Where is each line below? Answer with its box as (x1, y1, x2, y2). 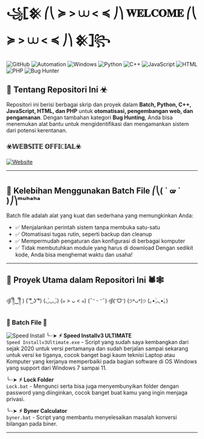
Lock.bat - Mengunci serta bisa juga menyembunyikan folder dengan (6, 382, 179, 390)
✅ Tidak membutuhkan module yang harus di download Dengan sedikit (15, 244, 193, 251)
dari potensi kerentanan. (6, 126, 67, 134)
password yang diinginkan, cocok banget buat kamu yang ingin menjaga (6, 389, 188, 396)
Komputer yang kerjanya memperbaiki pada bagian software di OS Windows (6, 358, 197, 365)
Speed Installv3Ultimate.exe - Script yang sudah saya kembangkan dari (6, 338, 189, 345)
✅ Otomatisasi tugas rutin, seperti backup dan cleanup (15, 230, 152, 238)
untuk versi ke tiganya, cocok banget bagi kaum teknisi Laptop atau (6, 351, 175, 358)
